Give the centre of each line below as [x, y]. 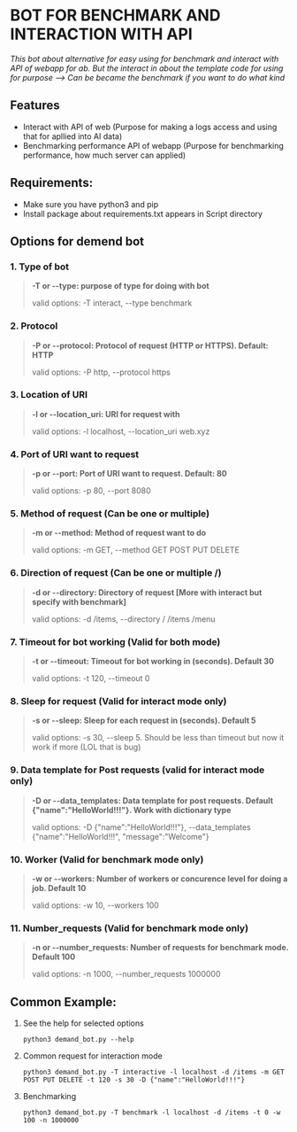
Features [35, 106]
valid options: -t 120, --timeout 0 [91, 678]
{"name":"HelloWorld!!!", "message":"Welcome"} [121, 836]
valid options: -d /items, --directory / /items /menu [123, 619]
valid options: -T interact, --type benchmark [112, 303]
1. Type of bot [40, 267]
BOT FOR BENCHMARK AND [115, 16]
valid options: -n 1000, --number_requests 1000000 [126, 974]
